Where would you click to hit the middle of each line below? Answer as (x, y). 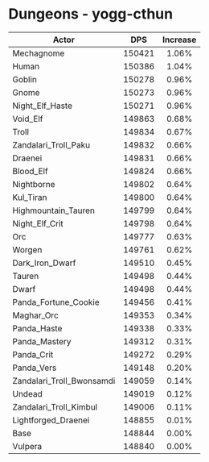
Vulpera (27, 446)
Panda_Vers (35, 368)
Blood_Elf (30, 171)
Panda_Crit (33, 354)
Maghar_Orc (35, 315)
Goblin (25, 79)
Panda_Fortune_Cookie (56, 302)
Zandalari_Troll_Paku (51, 144)
